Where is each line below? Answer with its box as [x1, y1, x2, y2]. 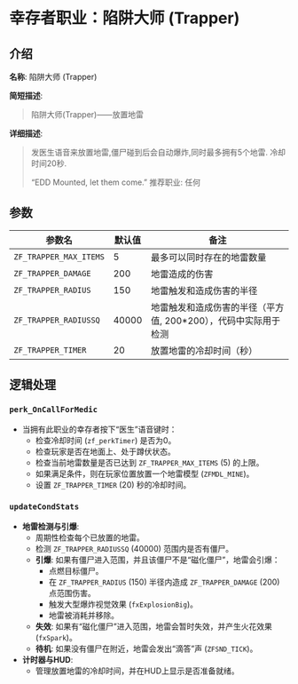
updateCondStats [9, 502, 80, 512]
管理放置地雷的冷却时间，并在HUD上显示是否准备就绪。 [35, 665, 239, 676]
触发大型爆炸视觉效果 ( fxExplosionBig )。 [48, 599, 198, 609]
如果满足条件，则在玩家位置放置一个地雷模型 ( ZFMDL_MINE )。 [35, 468, 255, 479]
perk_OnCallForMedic [9, 405, 98, 415]
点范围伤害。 [48, 587, 96, 598]
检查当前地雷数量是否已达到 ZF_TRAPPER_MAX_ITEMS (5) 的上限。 [35, 457, 264, 467]
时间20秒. [30, 158, 67, 169]
